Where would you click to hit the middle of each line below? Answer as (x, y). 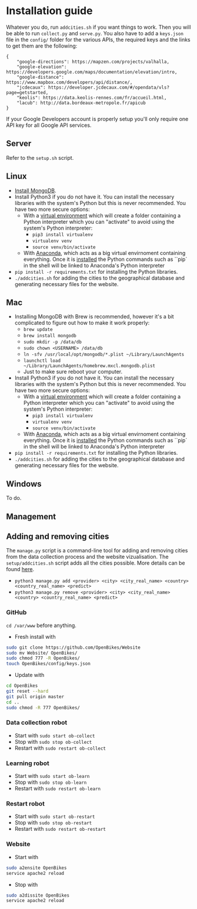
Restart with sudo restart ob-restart (60, 829)
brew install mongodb (50, 336)
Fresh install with (35, 636)
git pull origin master (35, 697)
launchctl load (42, 361)
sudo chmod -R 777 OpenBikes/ (43, 707)
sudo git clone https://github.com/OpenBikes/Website (74, 648)
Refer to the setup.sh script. (40, 157)
